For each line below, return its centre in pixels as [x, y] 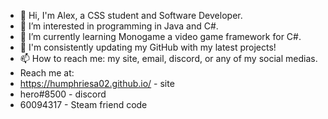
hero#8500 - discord [63, 94]
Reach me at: [47, 73]
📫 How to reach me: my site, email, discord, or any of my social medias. [168, 58]
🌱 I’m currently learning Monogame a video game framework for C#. [160, 36]
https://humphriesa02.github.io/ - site [97, 83]
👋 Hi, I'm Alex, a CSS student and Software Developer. [131, 15]
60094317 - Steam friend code [83, 104]
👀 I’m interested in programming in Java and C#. [119, 26]
